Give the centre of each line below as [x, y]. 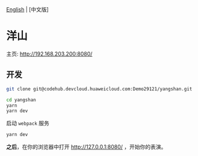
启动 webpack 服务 [28, 123]
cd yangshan [21, 100]
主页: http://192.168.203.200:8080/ [49, 54]
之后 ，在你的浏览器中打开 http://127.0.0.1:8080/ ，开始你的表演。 [86, 147]
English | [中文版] [28, 9]
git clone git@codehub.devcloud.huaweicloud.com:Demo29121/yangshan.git [99, 89]
